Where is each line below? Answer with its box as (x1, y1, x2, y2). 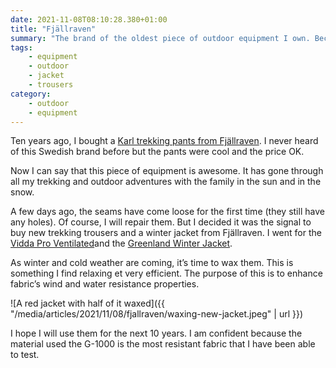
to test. (10, 349, 40, 361)
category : (10, 89, 52, 99)
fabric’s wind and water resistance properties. (10, 278, 200, 290)
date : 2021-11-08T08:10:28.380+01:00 (10, 14, 168, 25)
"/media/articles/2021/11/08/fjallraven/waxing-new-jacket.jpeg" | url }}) (10, 308, 304, 320)
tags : (10, 42, 33, 53)
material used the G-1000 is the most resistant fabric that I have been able (10, 338, 316, 350)
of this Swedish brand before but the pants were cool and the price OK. (10, 146, 305, 158)
